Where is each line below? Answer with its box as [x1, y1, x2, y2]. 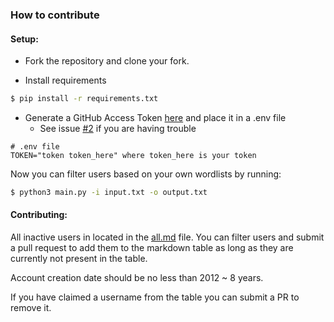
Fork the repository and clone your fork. [24, 55, 190, 67]
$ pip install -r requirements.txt [10, 94, 159, 104]
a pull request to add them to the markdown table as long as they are [10, 242, 294, 254]
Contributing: [10, 209, 68, 221]
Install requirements [24, 74, 107, 87]
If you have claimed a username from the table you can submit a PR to [10, 291, 300, 303]
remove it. [10, 302, 52, 314]
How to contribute [10, 8, 100, 22]
